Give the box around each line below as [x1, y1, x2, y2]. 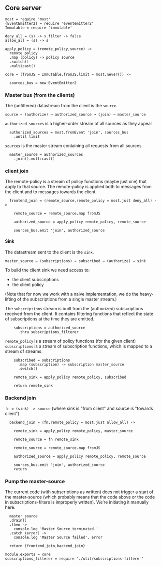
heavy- [139, 291, 154, 297]
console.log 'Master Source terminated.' [14, 527, 98, 532]
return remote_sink [14, 383, 53, 388]
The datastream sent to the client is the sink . [5, 249, 94, 255]
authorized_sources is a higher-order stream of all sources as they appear [5, 121, 152, 127]
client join [5, 167, 29, 174]
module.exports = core [5, 552, 51, 557]
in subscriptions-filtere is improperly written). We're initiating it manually [5, 499, 149, 505]
